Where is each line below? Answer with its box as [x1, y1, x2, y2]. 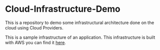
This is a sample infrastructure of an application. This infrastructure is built [5, 34, 156, 40]
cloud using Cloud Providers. [5, 25, 64, 30]
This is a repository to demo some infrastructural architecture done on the [5, 20, 154, 25]
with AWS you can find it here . [5, 39, 66, 45]
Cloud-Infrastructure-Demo [5, 3, 121, 15]
